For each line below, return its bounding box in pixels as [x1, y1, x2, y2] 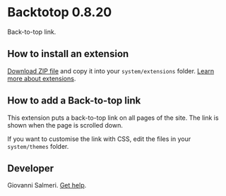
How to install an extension [7, 48, 129, 60]
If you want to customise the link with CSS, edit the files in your [7, 135, 191, 143]
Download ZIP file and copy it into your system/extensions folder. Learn [7, 66, 214, 75]
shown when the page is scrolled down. [7, 121, 124, 129]
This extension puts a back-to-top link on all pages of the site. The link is [7, 114, 219, 122]
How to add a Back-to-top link [7, 94, 141, 106]
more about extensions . [7, 74, 76, 82]
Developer [7, 162, 54, 174]
